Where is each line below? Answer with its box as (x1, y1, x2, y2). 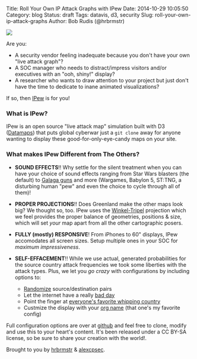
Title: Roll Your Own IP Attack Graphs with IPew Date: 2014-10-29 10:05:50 (6, 5, 189, 12)
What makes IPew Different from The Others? (6, 150, 140, 159)
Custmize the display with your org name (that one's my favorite (23, 304, 181, 311)
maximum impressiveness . (14, 243, 80, 251)
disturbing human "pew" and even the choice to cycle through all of (14, 182, 180, 190)
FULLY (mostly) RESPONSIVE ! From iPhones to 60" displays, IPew (14, 230, 178, 238)
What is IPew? (6, 109, 48, 117)
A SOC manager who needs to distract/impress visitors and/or (14, 65, 167, 71)
